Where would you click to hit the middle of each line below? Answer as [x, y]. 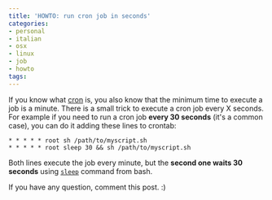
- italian [25, 39]
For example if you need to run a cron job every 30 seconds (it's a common [136, 117]
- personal [27, 31]
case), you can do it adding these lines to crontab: [92, 125]
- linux [22, 54]
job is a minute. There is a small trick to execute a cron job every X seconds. [136, 108]
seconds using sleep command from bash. [81, 171]
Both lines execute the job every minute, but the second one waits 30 [125, 163]
